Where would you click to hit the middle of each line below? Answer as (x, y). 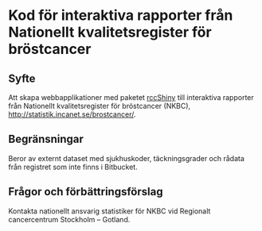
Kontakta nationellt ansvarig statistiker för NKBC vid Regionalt (109, 211)
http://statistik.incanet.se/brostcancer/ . (72, 114)
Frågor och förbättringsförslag (86, 192)
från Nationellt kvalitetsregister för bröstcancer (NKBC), (100, 106)
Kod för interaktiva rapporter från (121, 15)
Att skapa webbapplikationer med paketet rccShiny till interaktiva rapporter (131, 97)
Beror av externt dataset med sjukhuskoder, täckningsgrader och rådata (127, 158)
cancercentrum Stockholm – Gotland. (69, 219)
